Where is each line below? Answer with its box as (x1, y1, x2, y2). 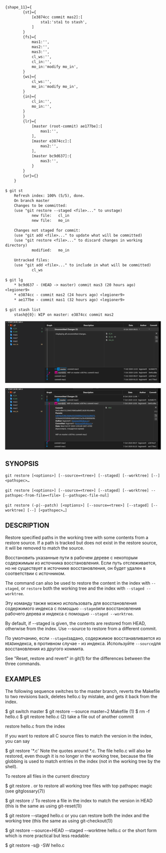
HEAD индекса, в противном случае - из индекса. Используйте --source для (5, 640, 161, 646)
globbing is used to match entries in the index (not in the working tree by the (5, 758, 161, 764)
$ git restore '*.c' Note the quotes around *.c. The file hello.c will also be (5, 747, 152, 753)
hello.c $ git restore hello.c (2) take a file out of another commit (5, 714, 134, 720)
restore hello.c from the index (5, 723, 65, 729)
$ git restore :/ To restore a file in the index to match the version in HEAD (5, 797, 153, 803)
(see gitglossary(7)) (5, 788, 45, 794)
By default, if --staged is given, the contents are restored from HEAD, (5, 620, 146, 626)
